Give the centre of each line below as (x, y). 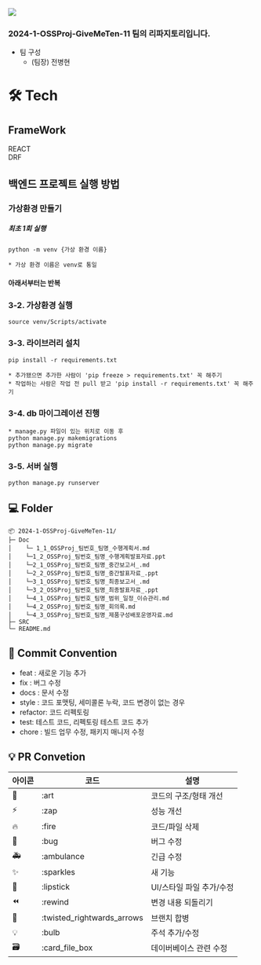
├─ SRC (19, 622)
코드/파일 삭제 (175, 827)
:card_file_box (67, 948)
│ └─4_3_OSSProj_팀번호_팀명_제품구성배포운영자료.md (91, 615)
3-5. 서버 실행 (33, 466)
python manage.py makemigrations (63, 438)
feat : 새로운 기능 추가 (53, 673)
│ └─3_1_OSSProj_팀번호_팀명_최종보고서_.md (79, 582)
